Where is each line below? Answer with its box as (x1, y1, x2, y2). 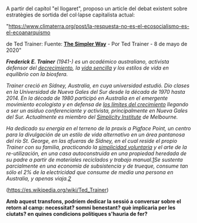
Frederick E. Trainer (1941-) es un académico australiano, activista (6, 58, 169, 65)
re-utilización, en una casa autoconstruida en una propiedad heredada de (6, 150, 187, 157)
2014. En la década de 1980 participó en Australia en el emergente (6, 94, 168, 101)
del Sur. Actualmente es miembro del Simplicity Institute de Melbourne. (6, 113, 178, 120)
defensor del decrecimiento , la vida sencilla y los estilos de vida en (6, 64, 169, 71)
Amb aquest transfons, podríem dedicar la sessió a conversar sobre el (6, 198, 181, 205)
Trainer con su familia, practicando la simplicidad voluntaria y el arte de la (6, 144, 187, 150)
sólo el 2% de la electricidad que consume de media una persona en (6, 169, 173, 176)
